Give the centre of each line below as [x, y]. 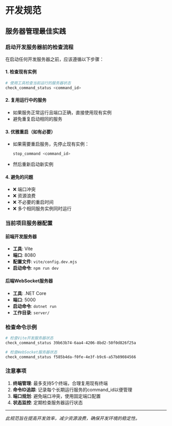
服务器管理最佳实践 [36, 31]
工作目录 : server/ [31, 312]
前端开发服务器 [21, 236]
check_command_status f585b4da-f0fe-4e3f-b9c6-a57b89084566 [71, 357]
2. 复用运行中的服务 [26, 100]
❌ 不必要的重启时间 [33, 202]
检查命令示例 [21, 327]
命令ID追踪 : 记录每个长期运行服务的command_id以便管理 [72, 390]
